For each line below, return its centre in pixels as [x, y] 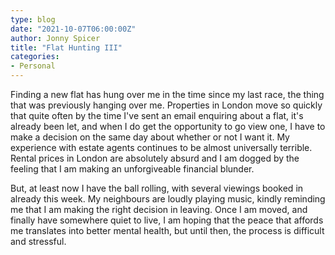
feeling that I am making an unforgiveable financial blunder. [132, 169]
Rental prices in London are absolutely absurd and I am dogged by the [155, 158]
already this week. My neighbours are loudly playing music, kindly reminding [168, 199]
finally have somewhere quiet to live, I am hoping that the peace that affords [167, 220]
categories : [35, 57]
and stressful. [38, 241]
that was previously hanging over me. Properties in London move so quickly [166, 105]
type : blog [33, 19]
